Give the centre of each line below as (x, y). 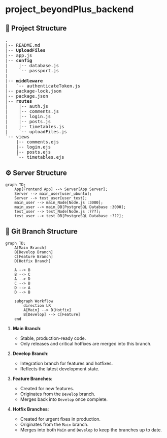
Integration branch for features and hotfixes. (66, 363)
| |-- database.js (32, 65)
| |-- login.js (28, 116)
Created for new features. (47, 388)
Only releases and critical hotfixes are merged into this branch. (86, 343)
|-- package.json (27, 96)
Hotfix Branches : (31, 409)
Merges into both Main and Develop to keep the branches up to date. (91, 430)
